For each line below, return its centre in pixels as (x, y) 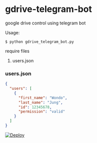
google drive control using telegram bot (45, 23)
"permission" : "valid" (42, 112)
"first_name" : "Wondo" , (43, 98)
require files (17, 51)
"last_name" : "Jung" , (41, 102)
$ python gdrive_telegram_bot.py (40, 42)
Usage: (12, 32)
